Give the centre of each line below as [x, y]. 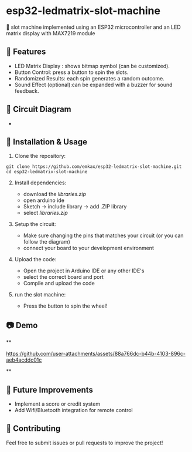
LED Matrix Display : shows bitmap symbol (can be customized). [92, 66]
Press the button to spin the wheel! [65, 306]
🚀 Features [26, 52]
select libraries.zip [46, 213]
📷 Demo [22, 325]
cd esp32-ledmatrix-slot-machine [47, 172]
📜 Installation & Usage [47, 142]
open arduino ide [44, 200]
